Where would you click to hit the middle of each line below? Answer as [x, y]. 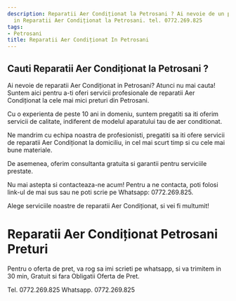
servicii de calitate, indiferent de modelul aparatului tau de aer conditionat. [115, 121]
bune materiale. [30, 150]
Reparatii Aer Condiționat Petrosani [113, 235]
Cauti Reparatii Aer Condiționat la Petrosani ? [108, 69]
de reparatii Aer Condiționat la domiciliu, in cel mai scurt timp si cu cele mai [116, 142]
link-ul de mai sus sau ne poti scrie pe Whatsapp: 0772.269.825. [100, 192]
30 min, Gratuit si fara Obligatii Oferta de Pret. [74, 276]
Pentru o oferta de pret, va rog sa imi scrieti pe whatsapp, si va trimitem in [114, 269]
